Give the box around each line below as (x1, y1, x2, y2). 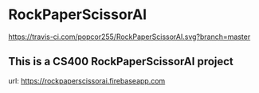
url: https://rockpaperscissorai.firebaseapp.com (8, 76, 166, 85)
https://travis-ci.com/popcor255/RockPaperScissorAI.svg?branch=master (8, 32, 251, 41)
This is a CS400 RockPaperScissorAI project (8, 55, 233, 68)
